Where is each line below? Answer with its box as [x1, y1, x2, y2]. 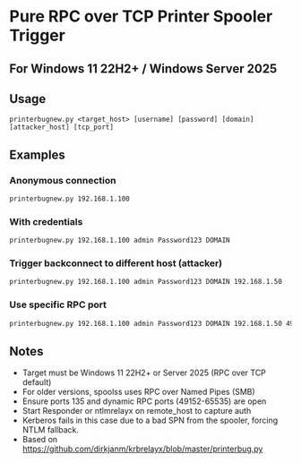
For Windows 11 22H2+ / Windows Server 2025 [9, 61, 278, 76]
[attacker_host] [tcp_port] [9, 123, 115, 132]
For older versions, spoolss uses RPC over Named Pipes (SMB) [21, 387, 255, 398]
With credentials [9, 215, 83, 227]
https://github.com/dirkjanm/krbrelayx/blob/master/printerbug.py [21, 443, 263, 454]
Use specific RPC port [9, 298, 107, 311]
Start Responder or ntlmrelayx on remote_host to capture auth [21, 406, 252, 416]
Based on [21, 434, 58, 445]
